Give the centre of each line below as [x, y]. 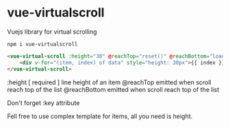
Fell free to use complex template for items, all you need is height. [100, 116]
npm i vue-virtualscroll [42, 44]
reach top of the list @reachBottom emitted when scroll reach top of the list [113, 89]
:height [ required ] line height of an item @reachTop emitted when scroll [109, 82]
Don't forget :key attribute [43, 103]
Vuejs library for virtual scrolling [52, 32]
